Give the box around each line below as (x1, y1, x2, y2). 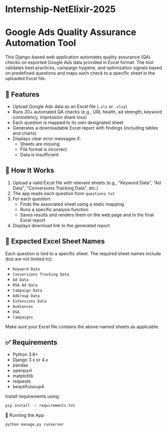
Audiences (12, 304, 34, 309)
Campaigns (12, 315, 34, 320)
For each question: (12, 196, 52, 202)
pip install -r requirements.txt (5, 403, 75, 408)
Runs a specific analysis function (20, 206, 89, 212)
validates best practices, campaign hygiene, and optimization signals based (5, 65, 162, 71)
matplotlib (12, 373, 34, 379)
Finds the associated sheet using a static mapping (20, 201, 124, 207)
